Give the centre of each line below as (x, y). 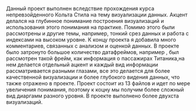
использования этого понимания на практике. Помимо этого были (91, 27)
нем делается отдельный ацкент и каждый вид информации (82, 65)
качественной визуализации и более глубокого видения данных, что (93, 77)
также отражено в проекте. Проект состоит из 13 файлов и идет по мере (98, 83)
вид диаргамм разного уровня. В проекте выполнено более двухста (92, 96)
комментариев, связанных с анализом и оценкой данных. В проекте (93, 46)
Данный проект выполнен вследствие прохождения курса (80, 9)
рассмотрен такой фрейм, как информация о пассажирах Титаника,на (95, 58)
